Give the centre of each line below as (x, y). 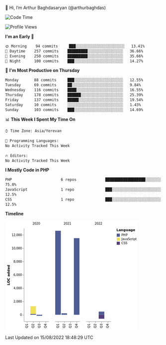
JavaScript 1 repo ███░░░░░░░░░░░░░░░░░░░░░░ (83, 190)
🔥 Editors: (17, 156)
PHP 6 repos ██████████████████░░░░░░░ (83, 180)
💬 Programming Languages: (32, 141)
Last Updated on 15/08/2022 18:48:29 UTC (49, 337)
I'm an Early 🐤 (20, 36)
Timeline (14, 214)
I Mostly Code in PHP (27, 170)
